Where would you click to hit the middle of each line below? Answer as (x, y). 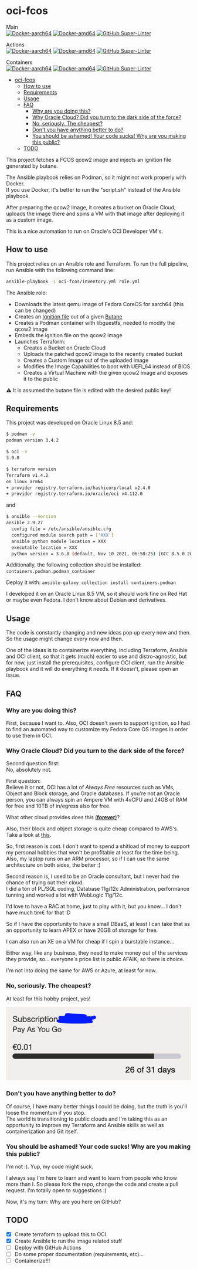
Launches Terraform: (40, 341)
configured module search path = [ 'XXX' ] (63, 535)
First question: (23, 781)
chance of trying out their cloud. (45, 883)
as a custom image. (30, 220)
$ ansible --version (31, 517)
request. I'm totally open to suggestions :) (56, 1190)
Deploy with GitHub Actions (48, 1247)
